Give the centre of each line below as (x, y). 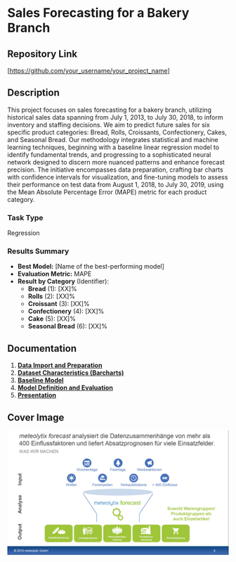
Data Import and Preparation (60, 365)
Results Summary (38, 251)
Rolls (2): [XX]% (52, 296)
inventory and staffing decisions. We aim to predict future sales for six (109, 124)
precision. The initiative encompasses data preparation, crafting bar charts (115, 170)
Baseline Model (40, 381)
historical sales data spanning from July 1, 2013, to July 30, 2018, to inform (115, 117)
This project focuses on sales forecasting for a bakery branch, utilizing (110, 110)
